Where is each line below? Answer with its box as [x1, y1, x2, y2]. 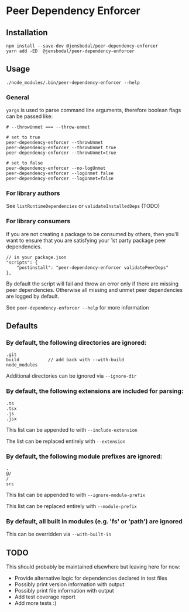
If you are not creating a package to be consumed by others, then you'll [6, 230, 179, 237]
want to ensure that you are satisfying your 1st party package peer [6, 237, 167, 244]
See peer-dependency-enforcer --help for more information [6, 304, 149, 311]
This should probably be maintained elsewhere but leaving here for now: [6, 563, 181, 570]
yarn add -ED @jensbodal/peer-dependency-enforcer [6, 48, 135, 54]
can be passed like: [6, 113, 53, 120]
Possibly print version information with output [14, 581, 125, 588]
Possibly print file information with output [14, 587, 114, 594]
